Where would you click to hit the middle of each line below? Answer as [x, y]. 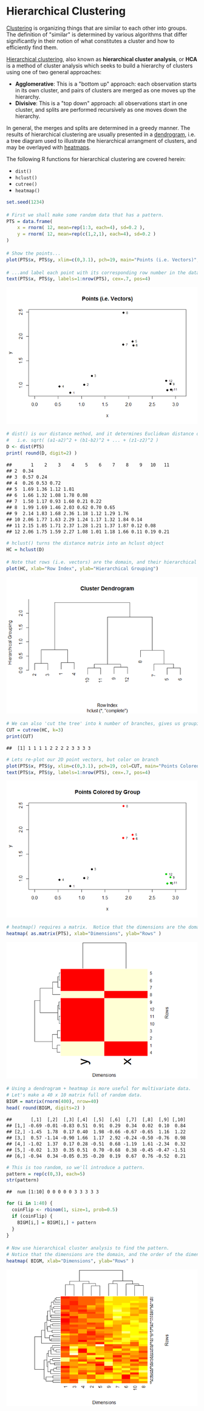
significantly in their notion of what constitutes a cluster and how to [90, 41]
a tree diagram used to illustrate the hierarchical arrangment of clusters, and [102, 140]
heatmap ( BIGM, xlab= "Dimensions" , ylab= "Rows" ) [70, 1261]
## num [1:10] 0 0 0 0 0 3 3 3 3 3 [53, 1192]
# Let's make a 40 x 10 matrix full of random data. [74, 1095]
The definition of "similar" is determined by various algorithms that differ [97, 34]
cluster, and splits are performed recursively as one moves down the [101, 109]
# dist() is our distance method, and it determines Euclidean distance [100, 434]
